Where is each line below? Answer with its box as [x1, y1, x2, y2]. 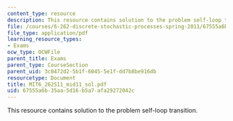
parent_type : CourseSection [7, 62, 89, 68]
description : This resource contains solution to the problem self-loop [7, 17, 222, 24]
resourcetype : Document [7, 74, 76, 82]
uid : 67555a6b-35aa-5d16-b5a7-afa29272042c [7, 87, 135, 94]
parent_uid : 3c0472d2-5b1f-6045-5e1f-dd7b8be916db [7, 68, 157, 75]
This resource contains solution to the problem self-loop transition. [7, 106, 198, 115]
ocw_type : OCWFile [7, 49, 60, 56]
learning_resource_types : [7, 36, 82, 43]
